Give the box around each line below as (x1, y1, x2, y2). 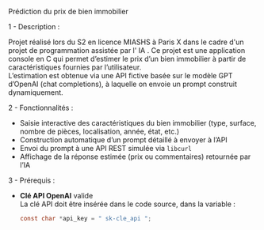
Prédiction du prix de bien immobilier (8, 7, 128, 16)
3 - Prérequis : (8, 175, 55, 185)
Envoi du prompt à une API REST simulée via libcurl (19, 144, 192, 153)
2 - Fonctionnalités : (8, 103, 74, 112)
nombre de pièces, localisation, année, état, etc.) (19, 126, 180, 136)
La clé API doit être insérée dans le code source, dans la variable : (19, 199, 236, 209)
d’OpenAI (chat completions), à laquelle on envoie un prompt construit (8, 79, 238, 89)
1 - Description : (8, 22, 60, 31)
